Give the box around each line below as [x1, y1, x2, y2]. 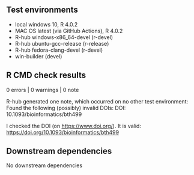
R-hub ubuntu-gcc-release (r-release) [14, 40, 109, 47]
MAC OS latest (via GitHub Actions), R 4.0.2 [14, 27, 123, 34]
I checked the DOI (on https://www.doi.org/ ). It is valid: [6, 122, 141, 129]
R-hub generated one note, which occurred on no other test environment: [6, 97, 189, 105]
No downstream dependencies [6, 162, 83, 169]
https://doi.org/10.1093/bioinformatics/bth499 [6, 129, 119, 136]
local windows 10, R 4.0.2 [14, 20, 78, 28]
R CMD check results [6, 70, 86, 81]
